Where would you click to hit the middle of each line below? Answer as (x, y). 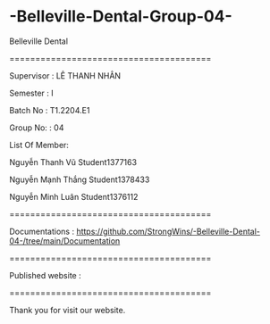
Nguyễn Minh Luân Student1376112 (74, 196)
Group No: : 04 (37, 128)
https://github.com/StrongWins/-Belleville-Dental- (168, 231)
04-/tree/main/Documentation (65, 241)
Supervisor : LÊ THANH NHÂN (65, 75)
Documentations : (42, 231)
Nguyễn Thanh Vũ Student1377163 (73, 162)
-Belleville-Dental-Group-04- (121, 17)
